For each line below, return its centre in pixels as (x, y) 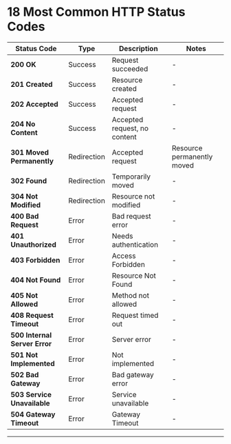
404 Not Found (36, 280)
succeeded (130, 68)
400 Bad (25, 216)
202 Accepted (34, 104)
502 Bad (25, 374)
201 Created (32, 84)
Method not (131, 295)
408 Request (32, 315)
